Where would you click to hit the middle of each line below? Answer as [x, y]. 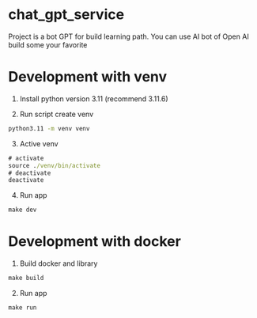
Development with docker [95, 242]
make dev [23, 210]
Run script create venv [56, 114]
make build [26, 278]
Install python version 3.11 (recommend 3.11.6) [94, 98]
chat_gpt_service [66, 15]
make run [23, 307]
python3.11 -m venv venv [49, 128]
